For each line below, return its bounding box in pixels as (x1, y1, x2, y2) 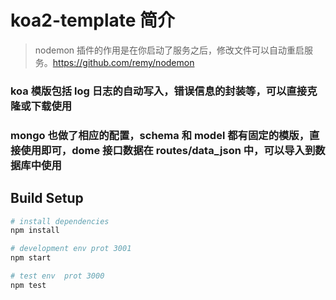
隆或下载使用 (10, 99, 73, 113)
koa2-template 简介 (10, 9, 176, 32)
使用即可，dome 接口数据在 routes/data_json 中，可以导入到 (20, 143, 316, 157)
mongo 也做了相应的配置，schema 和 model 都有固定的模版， (10, 128, 310, 142)
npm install (10, 226, 60, 236)
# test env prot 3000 (10, 271, 105, 281)
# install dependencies (10, 216, 110, 226)
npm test (10, 280, 47, 290)
